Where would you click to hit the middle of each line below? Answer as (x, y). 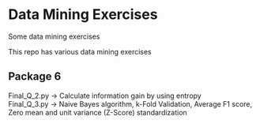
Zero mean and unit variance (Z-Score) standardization (98, 112)
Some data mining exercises (54, 36)
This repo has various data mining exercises (80, 51)
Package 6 (35, 77)
